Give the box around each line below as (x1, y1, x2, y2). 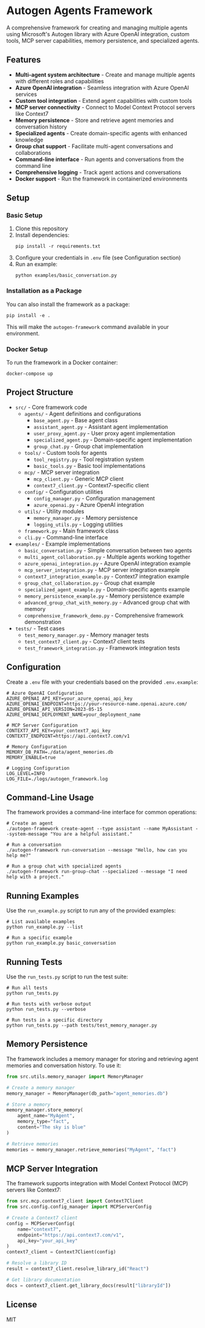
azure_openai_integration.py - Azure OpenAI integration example (24, 560, 191, 567)
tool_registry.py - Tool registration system (33, 456, 144, 463)
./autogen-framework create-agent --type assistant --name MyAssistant (6, 826, 193, 832)
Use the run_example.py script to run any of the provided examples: (6, 907, 176, 914)
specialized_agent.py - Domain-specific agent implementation (33, 436, 192, 443)
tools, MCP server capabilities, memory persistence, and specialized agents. (6, 37, 199, 44)
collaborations (15, 149, 51, 156)
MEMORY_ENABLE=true (6, 754, 56, 760)
